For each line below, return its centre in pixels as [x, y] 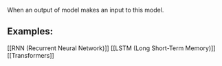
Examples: [30, 31]
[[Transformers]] [31, 55]
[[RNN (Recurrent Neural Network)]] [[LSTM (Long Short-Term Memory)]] [111, 48]
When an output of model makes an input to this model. [86, 10]
